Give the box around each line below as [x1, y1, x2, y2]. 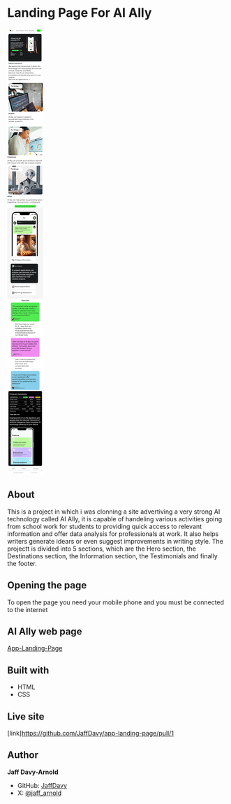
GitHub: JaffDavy [17, 781, 68, 789]
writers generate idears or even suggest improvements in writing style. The [7, 537, 223, 545]
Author [7, 749, 38, 761]
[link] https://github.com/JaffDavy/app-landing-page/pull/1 [7, 729, 174, 737]
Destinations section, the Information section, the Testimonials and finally [7, 551, 218, 560]
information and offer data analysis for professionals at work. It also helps [7, 529, 219, 538]
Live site [7, 710, 45, 722]
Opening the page [7, 579, 87, 591]
